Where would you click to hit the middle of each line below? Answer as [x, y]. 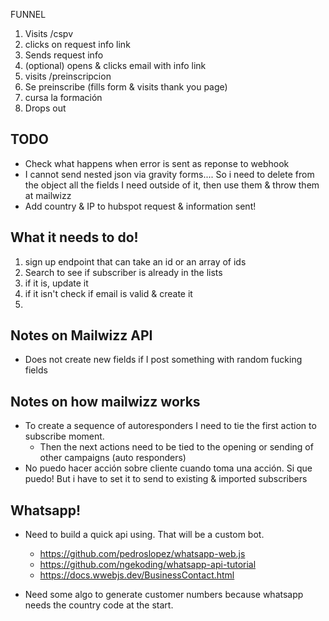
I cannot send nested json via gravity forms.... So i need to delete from [169, 174]
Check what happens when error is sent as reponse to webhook [157, 163]
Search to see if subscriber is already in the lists [123, 272]
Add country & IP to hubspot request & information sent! [140, 206]
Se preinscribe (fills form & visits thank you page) [126, 87]
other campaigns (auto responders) [113, 458]
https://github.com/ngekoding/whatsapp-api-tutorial [148, 565]
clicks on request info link [77, 44]
